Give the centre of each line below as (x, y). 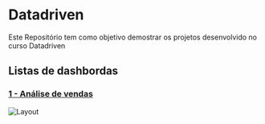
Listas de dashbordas (63, 71)
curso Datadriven (37, 45)
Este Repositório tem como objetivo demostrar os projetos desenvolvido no (133, 37)
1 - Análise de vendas (51, 94)
